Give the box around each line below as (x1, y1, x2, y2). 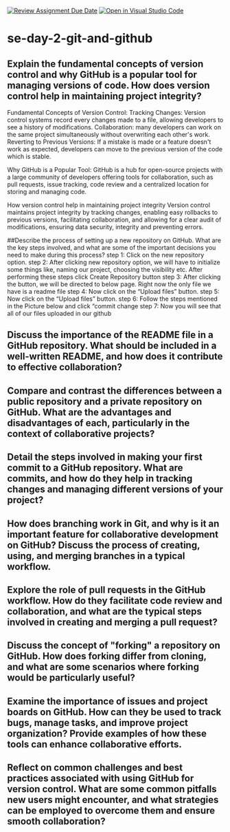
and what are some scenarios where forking (7, 661, 199, 673)
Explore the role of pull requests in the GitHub (7, 584, 206, 595)
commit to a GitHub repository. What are (7, 462, 183, 474)
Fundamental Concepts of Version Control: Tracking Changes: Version (7, 109, 206, 116)
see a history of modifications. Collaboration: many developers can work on (7, 123, 222, 131)
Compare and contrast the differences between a (7, 385, 222, 396)
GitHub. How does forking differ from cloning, (7, 650, 207, 662)
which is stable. (7, 152, 51, 160)
